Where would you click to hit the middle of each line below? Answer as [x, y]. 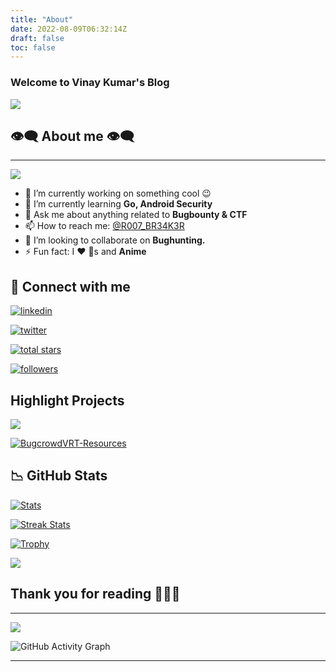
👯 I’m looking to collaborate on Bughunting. [115, 240]
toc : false [33, 47]
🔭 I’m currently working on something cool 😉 [118, 193]
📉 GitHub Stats [59, 476]
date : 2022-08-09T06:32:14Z [69, 29]
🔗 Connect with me [70, 286]
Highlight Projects [67, 400]
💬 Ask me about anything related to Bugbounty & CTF [136, 215]
